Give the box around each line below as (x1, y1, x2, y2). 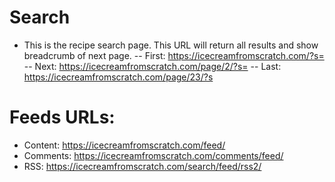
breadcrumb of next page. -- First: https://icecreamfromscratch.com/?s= (23, 49, 325, 61)
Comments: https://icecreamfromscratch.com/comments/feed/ (23, 149, 284, 161)
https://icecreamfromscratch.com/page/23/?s (23, 71, 214, 83)
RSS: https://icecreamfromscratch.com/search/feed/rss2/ (23, 160, 262, 172)
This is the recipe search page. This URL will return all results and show (23, 39, 319, 51)
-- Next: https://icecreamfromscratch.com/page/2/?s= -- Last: (23, 60, 282, 72)
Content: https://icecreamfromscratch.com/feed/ (23, 139, 226, 151)
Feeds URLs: (9, 106, 116, 129)
